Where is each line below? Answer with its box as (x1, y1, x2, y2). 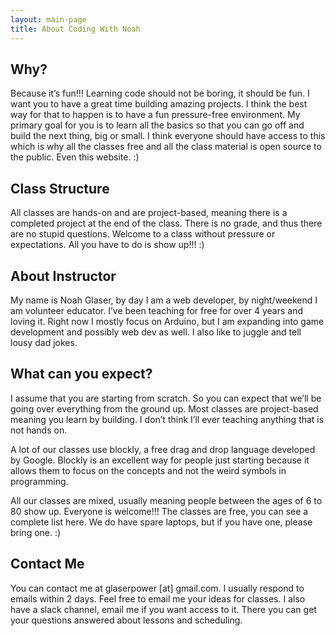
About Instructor (10, 267, 117, 285)
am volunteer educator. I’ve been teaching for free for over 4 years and (10, 304, 304, 316)
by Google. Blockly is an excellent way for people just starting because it (10, 454, 310, 466)
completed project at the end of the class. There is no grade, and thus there (10, 217, 323, 230)
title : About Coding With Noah (10, 24, 141, 34)
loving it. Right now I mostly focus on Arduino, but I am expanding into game (10, 315, 325, 327)
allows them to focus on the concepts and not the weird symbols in (10, 464, 287, 476)
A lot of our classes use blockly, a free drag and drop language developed (10, 443, 316, 455)
